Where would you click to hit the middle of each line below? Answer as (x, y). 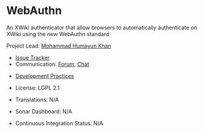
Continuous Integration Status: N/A (59, 123)
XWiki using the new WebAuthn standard (58, 34)
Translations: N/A (37, 99)
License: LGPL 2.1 (37, 88)
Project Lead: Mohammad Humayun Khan (59, 46)
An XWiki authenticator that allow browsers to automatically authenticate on (102, 27)
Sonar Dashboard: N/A (43, 111)
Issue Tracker (32, 57)
